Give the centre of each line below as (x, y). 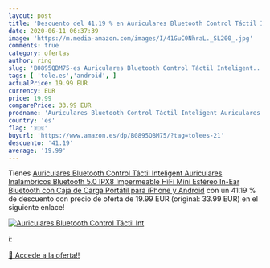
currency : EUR (32, 91)
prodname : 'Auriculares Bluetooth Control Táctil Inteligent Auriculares (135, 113)
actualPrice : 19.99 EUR (48, 83)
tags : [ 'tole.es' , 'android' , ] (62, 76)
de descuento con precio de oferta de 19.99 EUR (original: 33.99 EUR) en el (133, 199)
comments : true (34, 46)
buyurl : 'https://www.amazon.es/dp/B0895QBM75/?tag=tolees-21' (117, 135)
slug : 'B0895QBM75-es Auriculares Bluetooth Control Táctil (111, 68)
